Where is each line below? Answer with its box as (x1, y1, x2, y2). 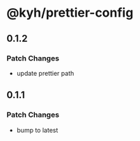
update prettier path (16, 69, 75, 77)
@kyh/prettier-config (6, 5, 134, 21)
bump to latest (16, 126, 59, 134)
